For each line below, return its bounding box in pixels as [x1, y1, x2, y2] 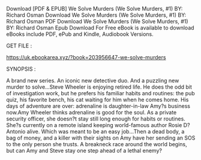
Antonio [6, 128, 26, 135]
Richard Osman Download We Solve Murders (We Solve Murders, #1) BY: [6, 11, 187, 19]
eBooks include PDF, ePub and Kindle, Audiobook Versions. [6, 31, 154, 38]
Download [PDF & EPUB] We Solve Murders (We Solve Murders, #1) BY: [6, 5, 183, 12]
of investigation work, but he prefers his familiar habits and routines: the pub [6, 90, 195, 96]
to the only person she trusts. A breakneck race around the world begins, [6, 141, 187, 147]
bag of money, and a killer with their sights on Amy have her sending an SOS [6, 134, 196, 141]
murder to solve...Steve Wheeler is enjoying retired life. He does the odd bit [6, 83, 192, 90]
